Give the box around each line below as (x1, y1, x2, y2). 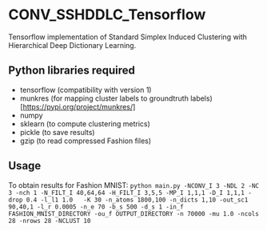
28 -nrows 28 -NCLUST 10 (8, 217, 91, 225)
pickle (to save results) (19, 127, 95, 137)
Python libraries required (8, 64, 136, 78)
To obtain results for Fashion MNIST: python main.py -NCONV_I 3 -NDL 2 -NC (8, 180, 260, 189)
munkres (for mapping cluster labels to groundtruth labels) (19, 94, 213, 103)
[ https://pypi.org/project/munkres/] (19, 102, 136, 111)
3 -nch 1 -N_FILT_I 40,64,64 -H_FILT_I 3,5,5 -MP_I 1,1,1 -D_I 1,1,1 (8, 189, 245, 197)
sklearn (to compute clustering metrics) (19, 118, 150, 129)
